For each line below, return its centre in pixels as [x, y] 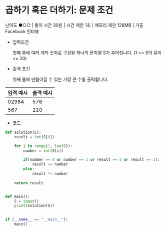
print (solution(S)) [34, 206]
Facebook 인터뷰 [22, 31]
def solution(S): [23, 132]
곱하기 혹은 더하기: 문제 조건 [59, 10]
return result [29, 183]
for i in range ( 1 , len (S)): [43, 146]
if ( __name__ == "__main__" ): [37, 219]
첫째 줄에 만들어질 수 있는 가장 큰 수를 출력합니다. [60, 79]
